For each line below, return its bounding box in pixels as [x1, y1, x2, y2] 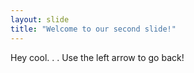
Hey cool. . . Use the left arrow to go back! [10, 51, 185, 63]
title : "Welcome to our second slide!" [10, 24, 177, 34]
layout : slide [10, 14, 70, 25]
